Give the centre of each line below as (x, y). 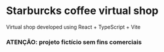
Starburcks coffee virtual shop (82, 11)
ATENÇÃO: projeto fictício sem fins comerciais (74, 42)
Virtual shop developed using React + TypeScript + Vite (73, 27)
